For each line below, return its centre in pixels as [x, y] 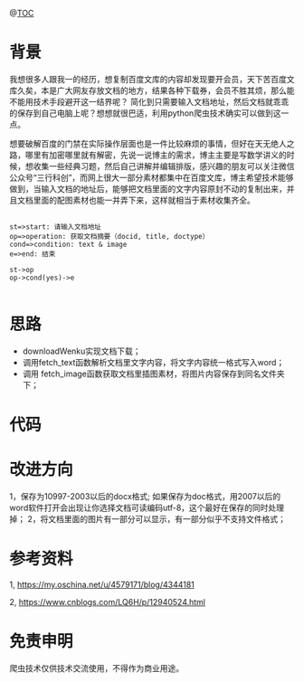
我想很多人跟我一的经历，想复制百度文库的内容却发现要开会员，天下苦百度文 [152, 79]
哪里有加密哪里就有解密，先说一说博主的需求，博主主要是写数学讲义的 [156, 155]
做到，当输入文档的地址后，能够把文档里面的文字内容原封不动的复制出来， [148, 188]
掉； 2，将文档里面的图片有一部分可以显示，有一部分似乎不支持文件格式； [148, 519]
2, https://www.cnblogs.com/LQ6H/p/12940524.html [108, 601]
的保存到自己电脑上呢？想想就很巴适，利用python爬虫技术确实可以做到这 [145, 113]
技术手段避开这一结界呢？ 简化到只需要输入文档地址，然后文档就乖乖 [161, 101]
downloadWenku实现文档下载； [82, 351]
